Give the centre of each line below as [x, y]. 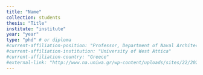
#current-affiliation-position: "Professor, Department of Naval [90, 46]
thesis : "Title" [27, 23]
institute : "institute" [36, 29]
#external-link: [27, 62]
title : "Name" [24, 12]
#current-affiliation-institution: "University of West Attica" [89, 51]
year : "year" [23, 34]
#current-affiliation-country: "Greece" [58, 57]
